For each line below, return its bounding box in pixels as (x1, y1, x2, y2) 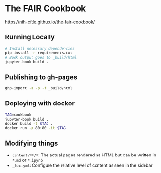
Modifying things (5, 139, 58, 147)
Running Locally (5, 33, 55, 41)
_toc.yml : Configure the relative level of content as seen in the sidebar (12, 162, 153, 168)
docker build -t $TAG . (5, 121, 53, 126)
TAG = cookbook (5, 112, 32, 117)
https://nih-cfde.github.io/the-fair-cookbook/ (5, 19, 95, 25)
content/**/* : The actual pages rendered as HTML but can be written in (12, 152, 157, 158)
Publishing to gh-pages (5, 73, 78, 81)
